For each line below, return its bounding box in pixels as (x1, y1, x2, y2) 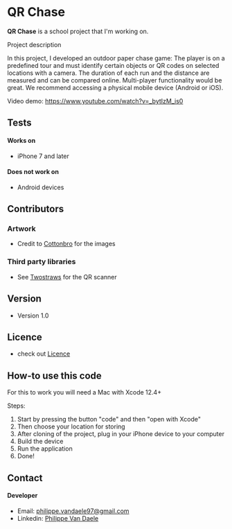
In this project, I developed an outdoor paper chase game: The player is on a (7, 53, 225, 62)
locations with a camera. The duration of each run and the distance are (7, 69, 210, 77)
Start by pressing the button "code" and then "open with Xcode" (17, 415, 202, 424)
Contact (7, 472, 43, 484)
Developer (7, 492, 38, 500)
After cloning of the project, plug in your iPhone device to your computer (17, 430, 225, 438)
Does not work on (7, 168, 59, 176)
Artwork (7, 224, 36, 234)
